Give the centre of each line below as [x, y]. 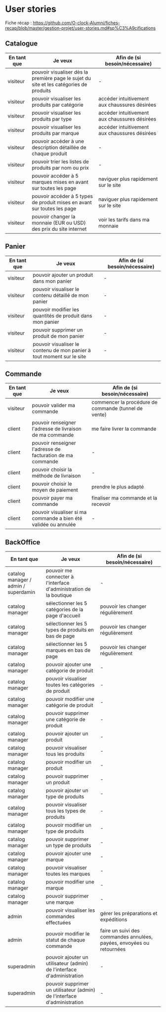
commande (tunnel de [117, 409]
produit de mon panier [59, 336]
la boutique [59, 595]
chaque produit [50, 153]
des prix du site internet [59, 229]
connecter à [60, 577]
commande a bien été [57, 518]
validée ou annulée [54, 525]
